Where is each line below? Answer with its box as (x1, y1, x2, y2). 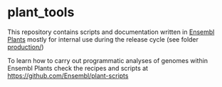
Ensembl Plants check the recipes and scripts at (7, 64, 148, 72)
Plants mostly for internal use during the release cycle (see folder (7, 35, 199, 43)
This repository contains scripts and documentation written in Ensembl (7, 28, 215, 36)
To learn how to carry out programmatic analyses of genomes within (7, 56, 208, 64)
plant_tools (7, 4, 75, 21)
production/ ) (7, 42, 44, 51)
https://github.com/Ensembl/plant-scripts (7, 71, 129, 80)
